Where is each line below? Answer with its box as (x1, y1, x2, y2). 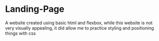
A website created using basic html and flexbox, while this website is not (5, 20, 153, 26)
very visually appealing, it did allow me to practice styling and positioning (5, 25, 154, 31)
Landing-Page (5, 3, 65, 15)
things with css (5, 30, 36, 36)
